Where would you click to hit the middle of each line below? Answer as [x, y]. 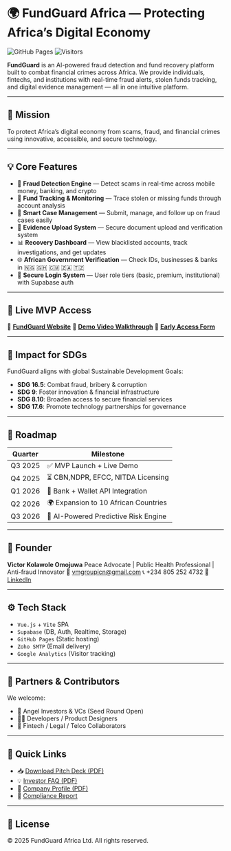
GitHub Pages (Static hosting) [58, 639]
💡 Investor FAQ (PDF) [47, 781]
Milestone [108, 454]
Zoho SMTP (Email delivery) [54, 646]
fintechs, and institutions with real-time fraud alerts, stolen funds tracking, [112, 79]
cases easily [35, 220]
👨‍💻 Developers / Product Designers [67, 718]
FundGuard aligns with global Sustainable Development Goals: [95, 371]
